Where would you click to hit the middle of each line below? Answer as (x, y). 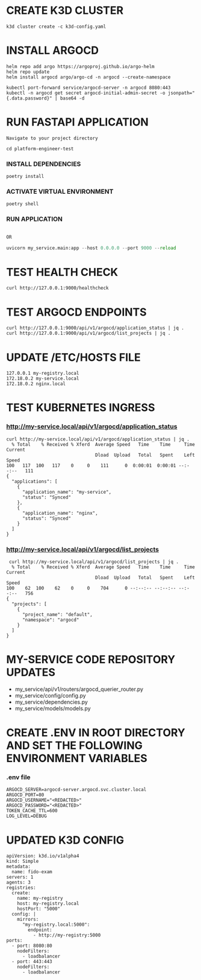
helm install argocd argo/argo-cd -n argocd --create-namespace (88, 77)
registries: (21, 888)
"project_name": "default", (57, 615)
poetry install (25, 177)
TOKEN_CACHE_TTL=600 (32, 811)
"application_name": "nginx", (60, 513)
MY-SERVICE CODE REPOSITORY (91, 660)
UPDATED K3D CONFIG (65, 840)
